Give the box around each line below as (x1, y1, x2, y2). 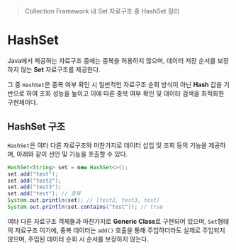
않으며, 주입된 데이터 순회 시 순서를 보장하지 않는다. (7, 234, 149, 243)
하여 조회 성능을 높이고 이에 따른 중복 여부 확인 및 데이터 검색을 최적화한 (26, 89, 225, 98)
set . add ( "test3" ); (7, 183, 62, 191)
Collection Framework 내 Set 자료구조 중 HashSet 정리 (24, 7, 179, 15)
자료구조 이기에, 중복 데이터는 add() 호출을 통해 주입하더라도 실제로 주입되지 (14, 226, 225, 234)
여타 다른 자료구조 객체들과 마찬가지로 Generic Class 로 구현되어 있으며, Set (7, 217, 218, 225)
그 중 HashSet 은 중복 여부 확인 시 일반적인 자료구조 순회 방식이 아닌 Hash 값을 (7, 80, 223, 89)
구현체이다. (7, 98, 38, 106)
